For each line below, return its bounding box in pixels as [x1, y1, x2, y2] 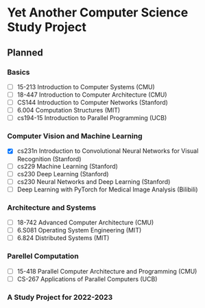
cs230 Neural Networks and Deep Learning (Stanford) [16, 177, 171, 186]
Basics [7, 67, 30, 77]
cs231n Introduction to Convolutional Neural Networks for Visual [16, 147, 199, 155]
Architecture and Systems [7, 202, 97, 212]
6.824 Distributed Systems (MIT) [16, 234, 110, 242]
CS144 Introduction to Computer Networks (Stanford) [16, 98, 168, 106]
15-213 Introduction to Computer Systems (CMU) [16, 82, 156, 91]
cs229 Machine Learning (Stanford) [16, 162, 119, 170]
